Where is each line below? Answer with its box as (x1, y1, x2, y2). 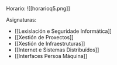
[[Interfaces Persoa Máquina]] (14, 53, 88, 59)
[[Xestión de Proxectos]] (14, 34, 74, 40)
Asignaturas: (6, 16, 37, 23)
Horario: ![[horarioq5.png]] (6, 5, 70, 12)
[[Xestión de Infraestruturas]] (14, 40, 85, 47)
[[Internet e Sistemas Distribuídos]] (14, 46, 99, 53)
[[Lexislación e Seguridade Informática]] (14, 28, 112, 35)
